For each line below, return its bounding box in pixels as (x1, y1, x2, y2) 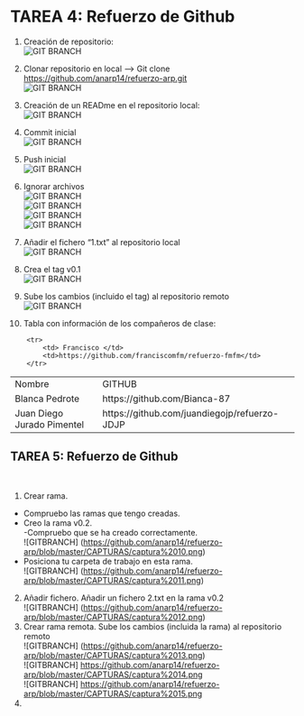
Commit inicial (23, 126, 77, 137)
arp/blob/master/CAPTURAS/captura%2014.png (23, 669, 203, 680)
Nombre (14, 377, 50, 390)
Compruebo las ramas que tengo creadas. (23, 508, 180, 519)
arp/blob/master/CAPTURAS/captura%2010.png (23, 546, 203, 556)
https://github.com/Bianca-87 (102, 392, 231, 405)
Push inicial (23, 153, 67, 164)
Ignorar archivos (23, 180, 85, 191)
